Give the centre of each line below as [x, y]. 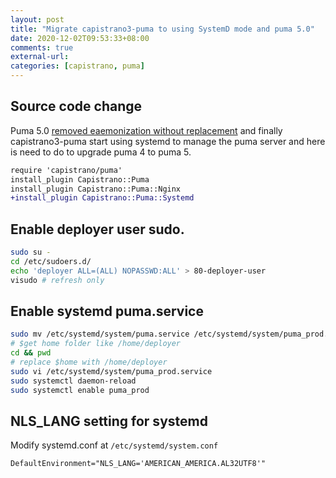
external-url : [40, 57]
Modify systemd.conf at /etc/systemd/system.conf [114, 445]
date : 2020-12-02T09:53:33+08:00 [80, 38]
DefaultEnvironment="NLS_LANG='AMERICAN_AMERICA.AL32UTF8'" [138, 464]
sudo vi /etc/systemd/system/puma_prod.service [111, 371]
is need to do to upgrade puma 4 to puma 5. [101, 152]
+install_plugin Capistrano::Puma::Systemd [102, 198]
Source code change [76, 106]
